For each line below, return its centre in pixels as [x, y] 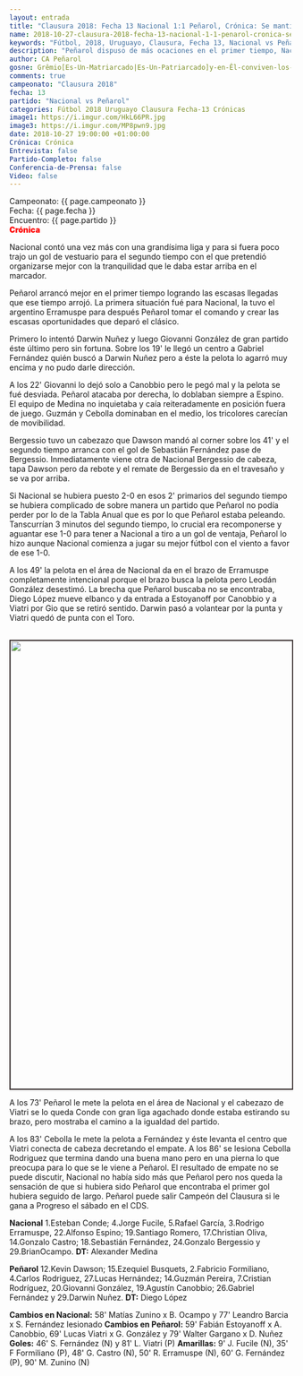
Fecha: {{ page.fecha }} [53, 211]
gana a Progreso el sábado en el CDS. [79, 1206]
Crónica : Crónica [42, 142]
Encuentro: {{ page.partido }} [63, 220]
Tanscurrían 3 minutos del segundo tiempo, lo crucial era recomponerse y [146, 524]
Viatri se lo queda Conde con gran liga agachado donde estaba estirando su [150, 1113]
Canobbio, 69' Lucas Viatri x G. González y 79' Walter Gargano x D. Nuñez [146, 1334]
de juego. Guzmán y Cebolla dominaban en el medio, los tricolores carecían [149, 414]
